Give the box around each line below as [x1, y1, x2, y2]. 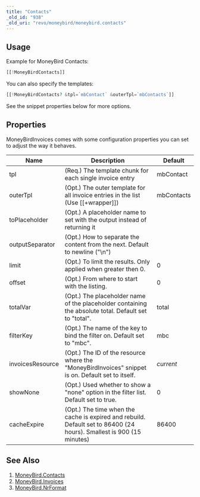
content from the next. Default [64, 240, 149, 249]
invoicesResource [9, 360, 60, 368]
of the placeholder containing [64, 299, 147, 308]
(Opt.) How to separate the [64, 232, 140, 241]
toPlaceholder [9, 216, 49, 224]
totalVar [9, 303, 32, 311]
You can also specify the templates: [6, 80, 94, 87]
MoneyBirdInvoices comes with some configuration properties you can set [6, 136, 189, 143]
